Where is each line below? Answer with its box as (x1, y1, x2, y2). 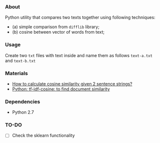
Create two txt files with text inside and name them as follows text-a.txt (5, 52, 153, 58)
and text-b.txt (5, 58, 36, 63)
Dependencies (5, 98, 40, 105)
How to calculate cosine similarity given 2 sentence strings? (12, 81, 133, 86)
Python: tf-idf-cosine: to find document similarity (12, 86, 110, 92)
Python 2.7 (12, 109, 34, 115)
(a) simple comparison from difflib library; (12, 24, 100, 30)
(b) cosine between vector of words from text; (12, 29, 105, 35)
